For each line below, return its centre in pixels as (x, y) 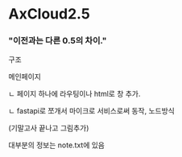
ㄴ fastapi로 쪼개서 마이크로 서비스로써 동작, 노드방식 (91, 111)
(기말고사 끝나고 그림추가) (49, 128)
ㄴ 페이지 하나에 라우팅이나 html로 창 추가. (74, 94)
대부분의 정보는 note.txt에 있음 (56, 145)
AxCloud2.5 (49, 14)
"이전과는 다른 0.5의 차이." (58, 41)
